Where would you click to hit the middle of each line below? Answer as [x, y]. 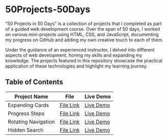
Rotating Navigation [31, 122]
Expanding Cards [29, 105]
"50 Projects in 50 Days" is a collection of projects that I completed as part [83, 24]
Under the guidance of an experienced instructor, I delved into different [80, 50]
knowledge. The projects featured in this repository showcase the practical [84, 60]
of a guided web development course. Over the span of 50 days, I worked [83, 29]
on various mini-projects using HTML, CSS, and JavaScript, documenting [82, 34]
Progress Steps [26, 113]
